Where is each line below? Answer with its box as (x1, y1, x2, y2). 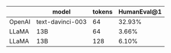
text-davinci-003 (36, 18, 87, 26)
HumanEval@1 (118, 8, 162, 15)
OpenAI (9, 18, 31, 26)
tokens (92, 8, 113, 15)
